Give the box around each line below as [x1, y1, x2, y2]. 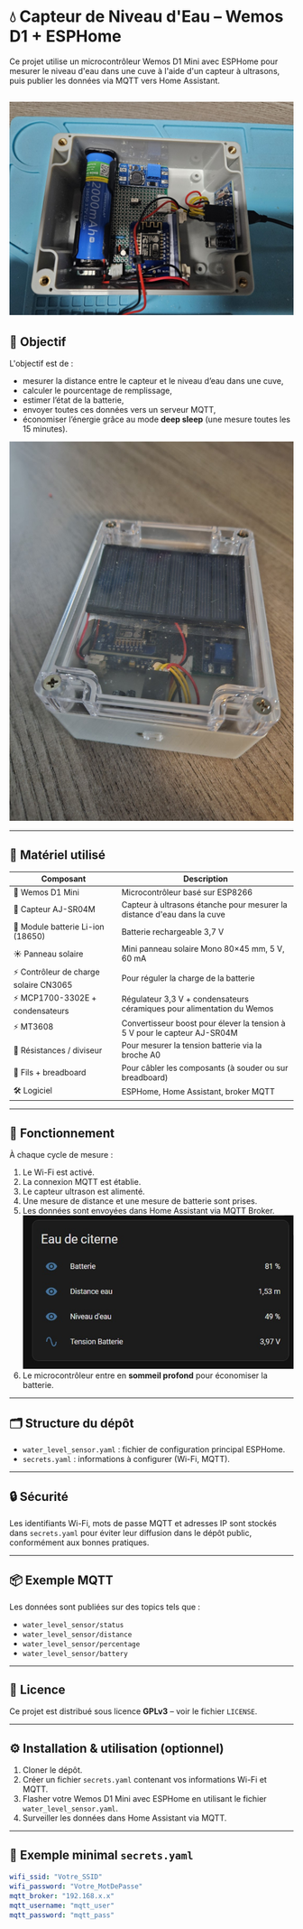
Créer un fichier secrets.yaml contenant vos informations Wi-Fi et [22, 1775, 268, 1785]
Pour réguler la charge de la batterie [121, 973, 255, 983]
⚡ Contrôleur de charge [13, 966, 101, 977]
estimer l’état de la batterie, [22, 395, 124, 405]
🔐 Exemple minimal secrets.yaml [9, 1847, 194, 1862]
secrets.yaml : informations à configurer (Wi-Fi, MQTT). [22, 1454, 230, 1465]
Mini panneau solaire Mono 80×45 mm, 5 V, [121, 944, 285, 955]
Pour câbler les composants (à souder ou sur [121, 1062, 289, 1073]
